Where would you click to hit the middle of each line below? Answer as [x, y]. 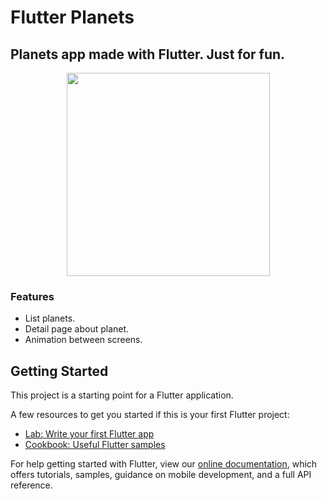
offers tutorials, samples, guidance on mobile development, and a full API [161, 475]
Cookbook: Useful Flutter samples [95, 445]
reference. [31, 485]
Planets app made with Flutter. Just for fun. [148, 54]
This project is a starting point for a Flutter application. [122, 395]
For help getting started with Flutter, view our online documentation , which [164, 464]
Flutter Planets [72, 17]
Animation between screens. [83, 340]
